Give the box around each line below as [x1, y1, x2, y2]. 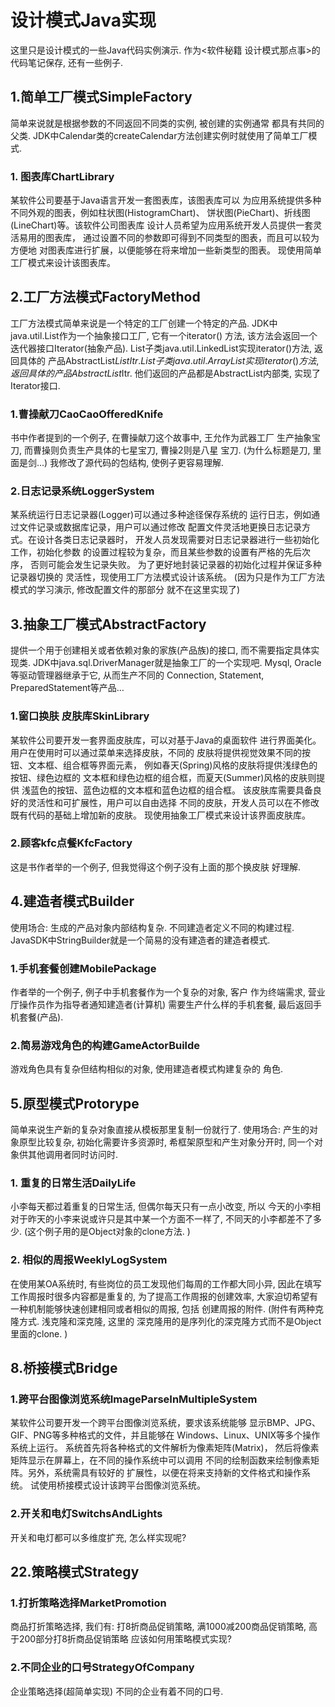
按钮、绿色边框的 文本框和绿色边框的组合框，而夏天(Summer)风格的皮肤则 [10, 771, 317, 783]
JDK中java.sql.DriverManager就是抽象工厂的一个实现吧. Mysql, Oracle [32, 657, 322, 669]
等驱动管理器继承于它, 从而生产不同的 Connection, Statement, [10, 669, 265, 681]
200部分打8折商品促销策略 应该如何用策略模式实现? [18, 1633, 232, 1645]
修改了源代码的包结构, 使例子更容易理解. [58, 457, 225, 469]
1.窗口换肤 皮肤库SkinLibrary [10, 709, 150, 723]
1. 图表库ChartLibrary [10, 169, 115, 183]
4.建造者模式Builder [10, 893, 135, 910]
